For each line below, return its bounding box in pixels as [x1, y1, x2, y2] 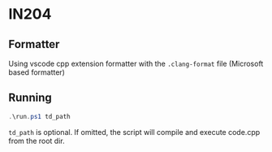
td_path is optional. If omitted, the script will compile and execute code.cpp [8, 127, 261, 137]
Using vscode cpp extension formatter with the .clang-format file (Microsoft [8, 59, 264, 68]
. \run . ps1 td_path [8, 112, 71, 120]
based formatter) [8, 67, 65, 77]
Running [8, 91, 53, 105]
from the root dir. [8, 136, 65, 145]
